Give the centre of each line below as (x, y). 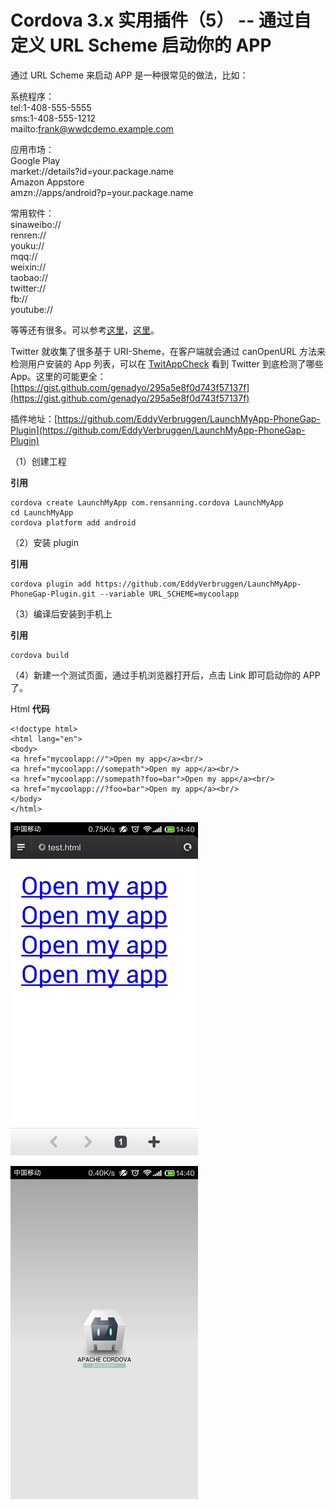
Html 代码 (30, 708)
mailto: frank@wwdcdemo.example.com (92, 128)
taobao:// (29, 277)
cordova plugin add (51, 584)
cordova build (40, 655)
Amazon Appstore (47, 182)
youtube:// (31, 309)
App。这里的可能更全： (58, 376)
